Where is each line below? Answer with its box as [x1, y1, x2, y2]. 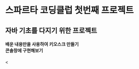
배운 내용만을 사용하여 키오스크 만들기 [5, 41, 79, 47]
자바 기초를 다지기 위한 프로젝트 [5, 26, 98, 35]
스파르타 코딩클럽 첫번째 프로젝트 [5, 5, 134, 16]
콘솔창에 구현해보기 [5, 47, 43, 53]
